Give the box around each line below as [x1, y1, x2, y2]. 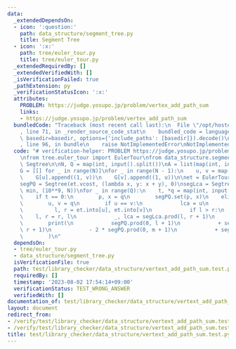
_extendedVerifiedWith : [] [13, 69, 93, 76]
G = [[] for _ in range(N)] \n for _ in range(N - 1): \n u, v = [20, 167, 216, 174]
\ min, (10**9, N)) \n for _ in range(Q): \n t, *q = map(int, [20, 187, 209, 194]
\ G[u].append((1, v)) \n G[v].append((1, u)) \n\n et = [20, 174, 199, 181]
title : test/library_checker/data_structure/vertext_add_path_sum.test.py [7, 331, 231, 338]
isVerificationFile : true [13, 259, 90, 266]
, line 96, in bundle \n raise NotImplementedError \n [20, 141, 188, 148]
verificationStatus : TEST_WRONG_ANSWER [13, 285, 131, 292]
